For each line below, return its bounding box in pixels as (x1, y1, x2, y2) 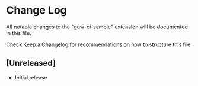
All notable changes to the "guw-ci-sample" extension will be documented (6, 23, 189, 30)
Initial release (14, 74, 47, 81)
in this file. (6, 29, 31, 36)
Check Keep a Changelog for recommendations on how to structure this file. (6, 41, 193, 48)
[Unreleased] (6, 58, 56, 68)
